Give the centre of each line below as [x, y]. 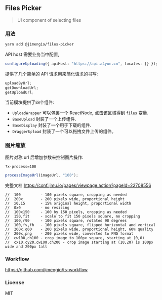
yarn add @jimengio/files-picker [40, 44]
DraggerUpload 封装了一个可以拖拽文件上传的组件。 [64, 131]
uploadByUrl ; [19, 83]
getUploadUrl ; [20, 92]
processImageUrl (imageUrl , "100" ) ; [42, 175]
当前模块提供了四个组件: [30, 102]
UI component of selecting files [49, 20]
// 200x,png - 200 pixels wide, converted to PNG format [69, 234]
